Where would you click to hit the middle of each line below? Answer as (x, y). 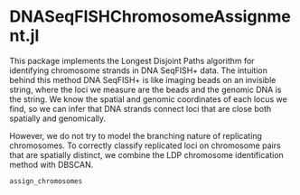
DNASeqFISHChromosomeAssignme (150, 17)
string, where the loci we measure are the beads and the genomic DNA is (145, 89)
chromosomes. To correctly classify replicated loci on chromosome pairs (145, 145)
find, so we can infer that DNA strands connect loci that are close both (141, 108)
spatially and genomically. (58, 118)
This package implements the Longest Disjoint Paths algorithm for (132, 60)
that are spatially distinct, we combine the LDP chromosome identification (147, 154)
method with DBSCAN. (52, 164)
